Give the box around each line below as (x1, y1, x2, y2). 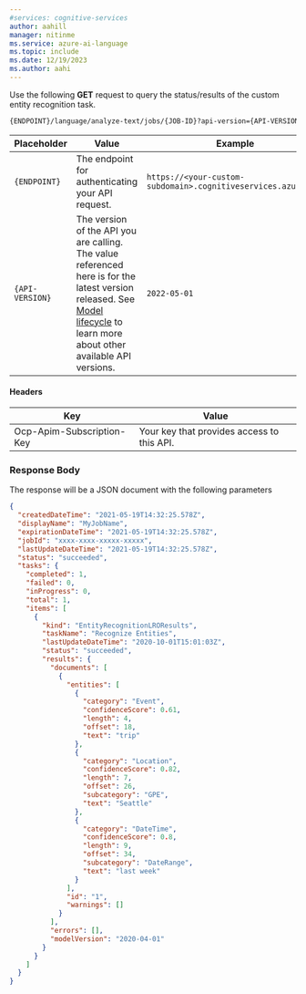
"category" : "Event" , (82, 697, 166, 707)
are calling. (76, 235, 124, 248)
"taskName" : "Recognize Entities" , (42, 629, 178, 638)
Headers (9, 387, 43, 398)
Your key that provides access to (138, 425, 280, 438)
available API (76, 349, 132, 362)
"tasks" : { (17, 562, 59, 571)
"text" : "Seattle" (82, 799, 153, 808)
